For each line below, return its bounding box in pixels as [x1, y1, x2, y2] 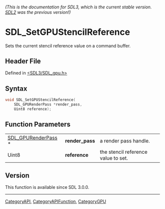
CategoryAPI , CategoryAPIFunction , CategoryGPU [5, 199, 107, 205]
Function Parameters [5, 120, 71, 129]
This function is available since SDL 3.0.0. [5, 184, 89, 190]
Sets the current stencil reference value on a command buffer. [5, 42, 131, 49]
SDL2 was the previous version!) [5, 9, 71, 15]
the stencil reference [100, 148, 148, 155]
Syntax [5, 84, 27, 93]
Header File [5, 57, 41, 65]
